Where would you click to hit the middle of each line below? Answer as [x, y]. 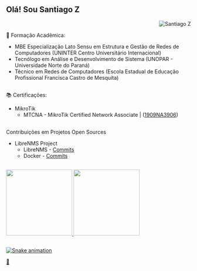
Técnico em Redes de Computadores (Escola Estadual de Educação [96, 71]
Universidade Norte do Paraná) [52, 65]
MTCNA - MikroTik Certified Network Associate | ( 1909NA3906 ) [101, 115]
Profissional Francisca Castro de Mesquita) [67, 77]
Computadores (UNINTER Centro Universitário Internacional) [88, 53]
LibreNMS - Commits [49, 150]
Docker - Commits [45, 155]
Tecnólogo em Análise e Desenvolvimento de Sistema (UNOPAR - [94, 59]
